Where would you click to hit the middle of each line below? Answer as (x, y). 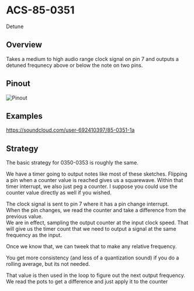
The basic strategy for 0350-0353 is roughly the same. (72, 163)
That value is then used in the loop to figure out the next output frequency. (96, 275)
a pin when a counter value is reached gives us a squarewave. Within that (95, 180)
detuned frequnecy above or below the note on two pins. (75, 65)
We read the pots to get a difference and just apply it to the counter (87, 282)
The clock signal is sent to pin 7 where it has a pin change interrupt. (88, 204)
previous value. (25, 217)
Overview (24, 45)
